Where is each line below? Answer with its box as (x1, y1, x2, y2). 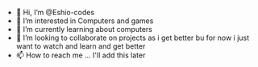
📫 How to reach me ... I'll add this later (15, 50, 146, 60)
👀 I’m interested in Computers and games (15, 16, 154, 26)
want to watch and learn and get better (15, 41, 146, 51)
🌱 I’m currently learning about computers (15, 25, 153, 33)
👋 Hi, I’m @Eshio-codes (15, 8, 95, 17)
